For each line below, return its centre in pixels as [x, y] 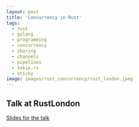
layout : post [23, 12]
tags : [13, 23]
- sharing [24, 51]
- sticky [23, 73]
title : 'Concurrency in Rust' [44, 17]
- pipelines [27, 62]
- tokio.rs [25, 68]
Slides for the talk [28, 117]
